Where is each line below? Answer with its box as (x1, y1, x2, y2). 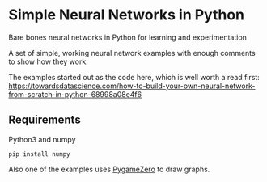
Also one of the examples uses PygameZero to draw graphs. (8, 164, 210, 174)
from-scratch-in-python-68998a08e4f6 (8, 89, 142, 99)
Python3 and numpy (8, 134, 76, 144)
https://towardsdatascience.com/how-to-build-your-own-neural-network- (8, 81, 256, 91)
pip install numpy (8, 150, 70, 159)
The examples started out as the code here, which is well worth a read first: (8, 72, 261, 82)
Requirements (8, 113, 81, 127)
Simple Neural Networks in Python (8, 6, 245, 24)
